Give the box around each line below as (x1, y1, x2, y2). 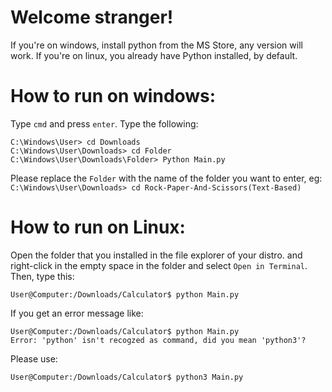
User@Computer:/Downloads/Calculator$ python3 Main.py (10, 372, 244, 382)
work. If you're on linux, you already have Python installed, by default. (10, 49, 298, 61)
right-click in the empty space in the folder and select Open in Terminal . (10, 259, 308, 271)
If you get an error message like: (10, 307, 144, 319)
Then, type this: (10, 270, 75, 282)
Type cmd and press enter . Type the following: (10, 117, 199, 130)
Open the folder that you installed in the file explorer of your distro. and (10, 249, 303, 261)
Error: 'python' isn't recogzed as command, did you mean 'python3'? (10, 335, 307, 345)
